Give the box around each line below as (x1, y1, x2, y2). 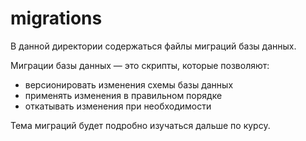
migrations (10, 7, 103, 30)
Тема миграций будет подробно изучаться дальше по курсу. (10, 119, 271, 131)
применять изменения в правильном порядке (24, 89, 223, 101)
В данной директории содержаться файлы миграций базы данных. (10, 40, 297, 52)
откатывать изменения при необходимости (24, 100, 212, 112)
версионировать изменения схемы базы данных (24, 78, 234, 91)
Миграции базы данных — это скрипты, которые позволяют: (10, 59, 270, 71)
